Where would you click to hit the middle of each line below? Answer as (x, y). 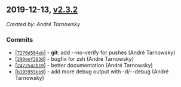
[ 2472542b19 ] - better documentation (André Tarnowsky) (84, 66)
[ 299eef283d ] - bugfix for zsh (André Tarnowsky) (74, 59)
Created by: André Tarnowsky (43, 24)
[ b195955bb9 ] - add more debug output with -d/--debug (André (92, 72)
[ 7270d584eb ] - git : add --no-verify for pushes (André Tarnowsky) (95, 52)
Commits (20, 39)
